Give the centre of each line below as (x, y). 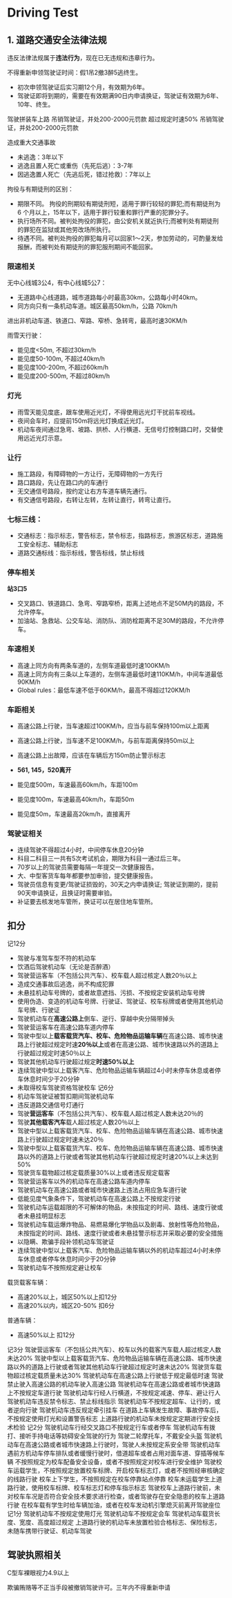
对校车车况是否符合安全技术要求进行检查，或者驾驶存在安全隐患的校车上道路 (116, 1496)
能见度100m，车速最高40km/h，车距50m (76, 800)
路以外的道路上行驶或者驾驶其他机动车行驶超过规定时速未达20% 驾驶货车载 (115, 1367)
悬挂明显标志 (48, 1216)
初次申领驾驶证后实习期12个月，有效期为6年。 (83, 87)
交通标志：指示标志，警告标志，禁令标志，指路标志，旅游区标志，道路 (117, 536)
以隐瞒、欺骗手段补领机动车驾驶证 (66, 1242)
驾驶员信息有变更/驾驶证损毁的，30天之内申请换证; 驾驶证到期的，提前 (118, 885)
